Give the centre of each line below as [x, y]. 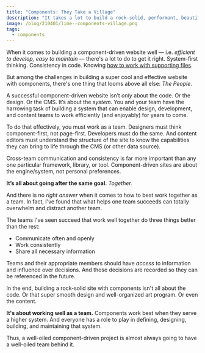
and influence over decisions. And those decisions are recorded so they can [102, 270]
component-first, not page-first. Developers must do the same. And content [102, 134]
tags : [13, 29]
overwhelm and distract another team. [54, 208]
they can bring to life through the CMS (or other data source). [83, 146]
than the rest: [23, 227]
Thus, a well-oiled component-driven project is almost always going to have [102, 338]
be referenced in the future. [41, 276]
